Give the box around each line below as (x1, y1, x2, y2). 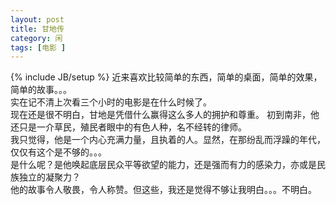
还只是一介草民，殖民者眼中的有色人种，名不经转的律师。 (10, 121, 247, 133)
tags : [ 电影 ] (10, 42, 67, 53)
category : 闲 (10, 33, 63, 43)
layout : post (10, 14, 65, 25)
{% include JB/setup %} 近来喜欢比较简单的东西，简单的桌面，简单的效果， (10, 71, 323, 83)
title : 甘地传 (10, 24, 65, 34)
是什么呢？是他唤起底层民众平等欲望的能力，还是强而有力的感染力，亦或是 (10, 159, 317, 171)
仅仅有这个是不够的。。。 (10, 146, 107, 158)
